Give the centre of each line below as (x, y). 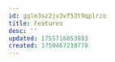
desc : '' (23, 31)
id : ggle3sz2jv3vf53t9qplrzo (57, 16)
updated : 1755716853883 (49, 38)
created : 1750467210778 (49, 46)
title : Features (36, 23)
